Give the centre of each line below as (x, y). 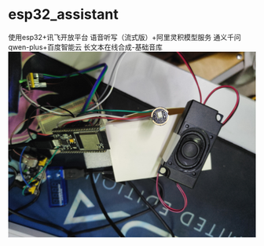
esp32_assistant (64, 15)
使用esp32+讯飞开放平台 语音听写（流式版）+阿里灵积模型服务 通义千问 (125, 37)
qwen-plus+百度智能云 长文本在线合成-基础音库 (85, 47)
